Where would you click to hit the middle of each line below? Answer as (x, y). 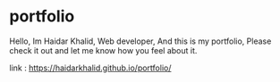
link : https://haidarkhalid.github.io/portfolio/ (90, 68)
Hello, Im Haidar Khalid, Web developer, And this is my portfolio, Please (140, 41)
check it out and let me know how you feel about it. (103, 50)
